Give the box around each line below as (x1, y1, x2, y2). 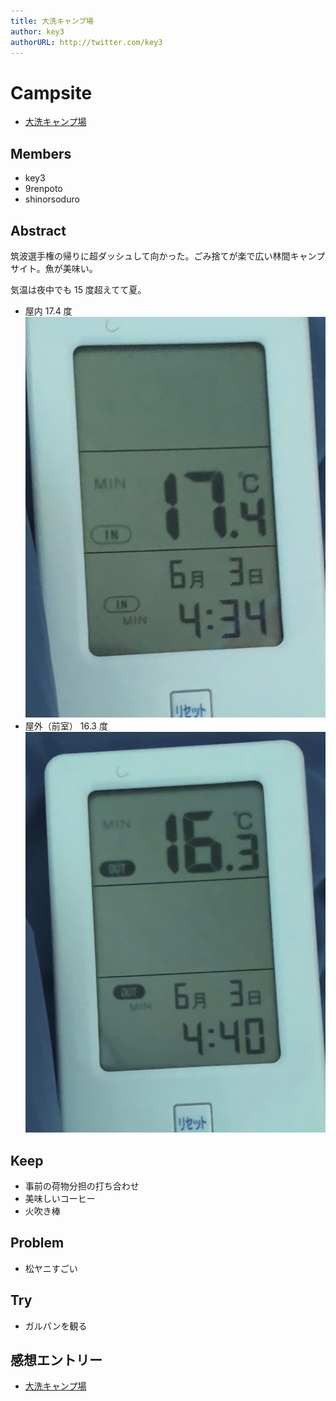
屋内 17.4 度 (24, 305, 73, 317)
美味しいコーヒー (24, 1192, 96, 1204)
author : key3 (10, 26, 65, 37)
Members (10, 145, 72, 162)
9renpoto (24, 183, 63, 195)
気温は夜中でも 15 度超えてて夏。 (10, 283, 147, 295)
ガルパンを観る (24, 1320, 88, 1332)
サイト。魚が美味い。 (10, 262, 98, 274)
